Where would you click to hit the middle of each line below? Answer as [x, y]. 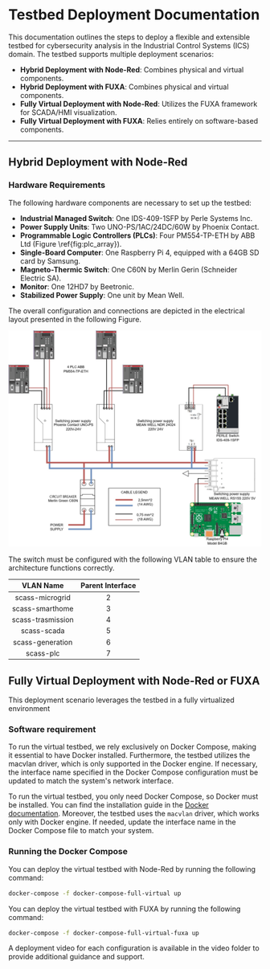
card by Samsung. [50, 261]
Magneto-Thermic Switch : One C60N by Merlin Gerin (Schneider [129, 269]
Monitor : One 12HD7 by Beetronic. [77, 286]
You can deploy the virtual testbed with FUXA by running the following [125, 909]
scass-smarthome [43, 608]
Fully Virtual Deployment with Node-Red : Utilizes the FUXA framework [139, 104]
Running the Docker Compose [68, 852]
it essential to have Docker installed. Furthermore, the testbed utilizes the [129, 755]
